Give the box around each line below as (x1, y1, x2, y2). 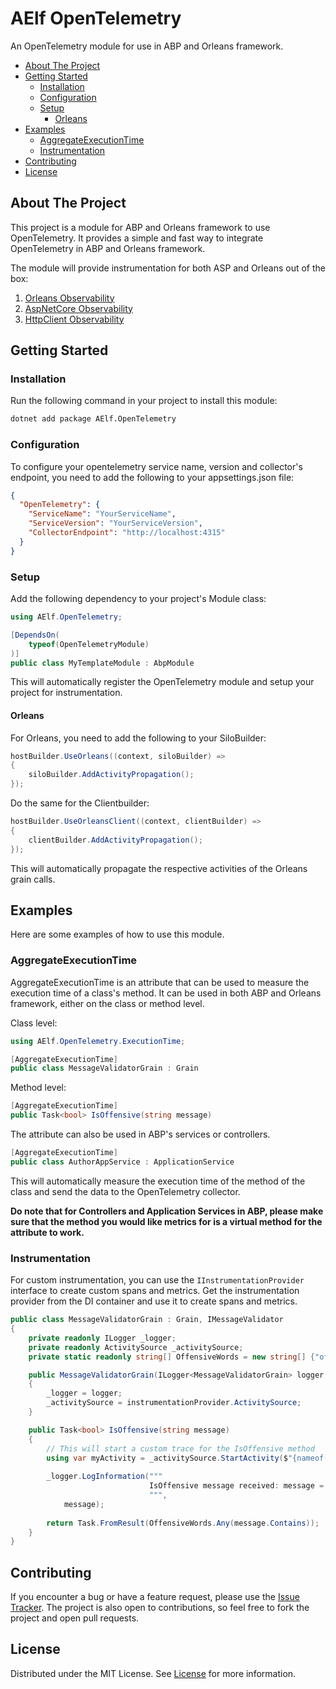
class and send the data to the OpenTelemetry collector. (10, 1185, 241, 1197)
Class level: (10, 1017, 58, 1029)
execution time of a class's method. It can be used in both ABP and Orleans (10, 987, 322, 999)
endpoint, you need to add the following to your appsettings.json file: (10, 471, 295, 483)
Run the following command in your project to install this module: (10, 395, 278, 407)
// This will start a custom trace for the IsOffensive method (46, 1443, 315, 1454)
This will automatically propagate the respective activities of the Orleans (10, 862, 308, 874)
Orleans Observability (24, 292, 115, 304)
